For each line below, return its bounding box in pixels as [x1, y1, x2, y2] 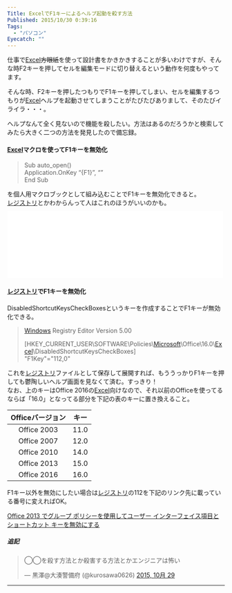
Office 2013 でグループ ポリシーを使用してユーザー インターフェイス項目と [7, 511, 220, 520]
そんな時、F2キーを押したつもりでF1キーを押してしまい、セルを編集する [7, 88, 214, 96]
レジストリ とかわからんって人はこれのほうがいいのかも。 [7, 198, 171, 207]
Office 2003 [18, 424, 59, 434]
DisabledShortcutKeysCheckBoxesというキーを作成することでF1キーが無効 [7, 303, 221, 312]
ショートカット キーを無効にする [7, 520, 100, 529]
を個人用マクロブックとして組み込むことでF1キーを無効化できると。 [7, 190, 200, 198]
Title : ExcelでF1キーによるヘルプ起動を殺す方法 [7, 10, 133, 17]
